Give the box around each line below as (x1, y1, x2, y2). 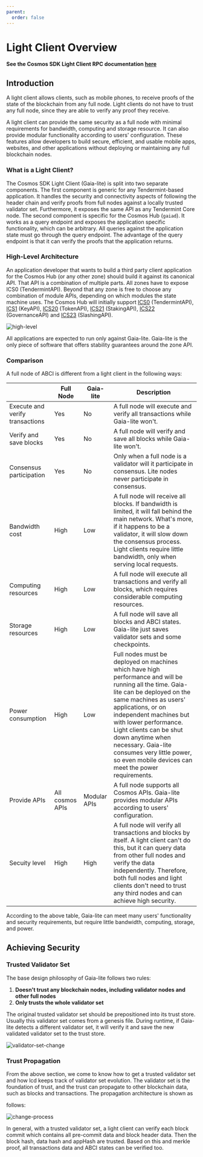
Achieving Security (6, 942, 80, 953)
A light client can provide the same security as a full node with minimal (6, 119, 182, 126)
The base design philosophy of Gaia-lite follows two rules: (6, 974, 151, 982)
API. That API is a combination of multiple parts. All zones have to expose (6, 279, 189, 286)
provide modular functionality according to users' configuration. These (6, 131, 182, 139)
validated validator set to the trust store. (6, 1029, 106, 1037)
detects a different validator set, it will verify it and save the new (14, 1023, 174, 1031)
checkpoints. (113, 640, 150, 649)
